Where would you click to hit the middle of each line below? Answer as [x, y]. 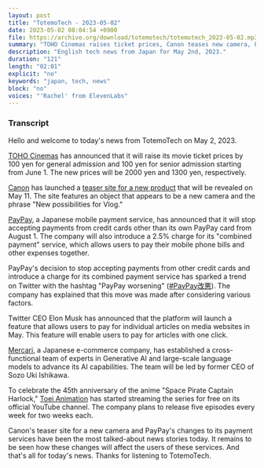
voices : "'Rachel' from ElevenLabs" [68, 96]
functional [24, 358]
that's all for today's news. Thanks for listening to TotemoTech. [110, 455]
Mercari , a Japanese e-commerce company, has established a [109, 349]
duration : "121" [35, 60]
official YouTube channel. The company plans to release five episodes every [132, 407]
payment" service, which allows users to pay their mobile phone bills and [126, 244]
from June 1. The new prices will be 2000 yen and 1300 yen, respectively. [127, 172]
